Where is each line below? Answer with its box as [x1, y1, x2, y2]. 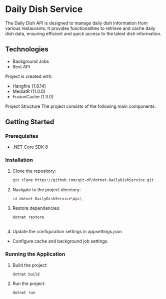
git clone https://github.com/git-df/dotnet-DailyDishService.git [12, 177, 154, 183]
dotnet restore [12, 215, 44, 220]
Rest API [12, 63, 30, 69]
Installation [5, 156, 33, 163]
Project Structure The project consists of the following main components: [5, 103, 156, 109]
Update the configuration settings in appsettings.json [12, 229, 122, 235]
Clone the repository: [12, 168, 56, 174]
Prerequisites [5, 133, 38, 140]
